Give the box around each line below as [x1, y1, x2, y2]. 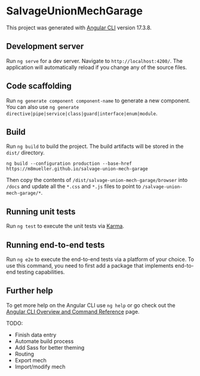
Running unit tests [6, 207, 76, 217]
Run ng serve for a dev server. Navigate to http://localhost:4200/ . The [6, 57, 183, 64]
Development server [6, 41, 84, 51]
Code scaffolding [6, 81, 72, 91]
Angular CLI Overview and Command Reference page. [6, 308, 140, 315]
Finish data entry [14, 331, 57, 338]
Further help [6, 286, 54, 296]
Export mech [14, 356, 47, 363]
